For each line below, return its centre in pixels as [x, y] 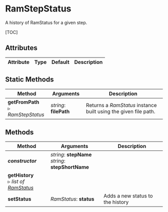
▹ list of [16, 181]
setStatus [19, 199]
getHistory [21, 175]
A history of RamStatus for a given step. [46, 22]
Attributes [21, 48]
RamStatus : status [72, 199]
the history [116, 202]
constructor [22, 161]
